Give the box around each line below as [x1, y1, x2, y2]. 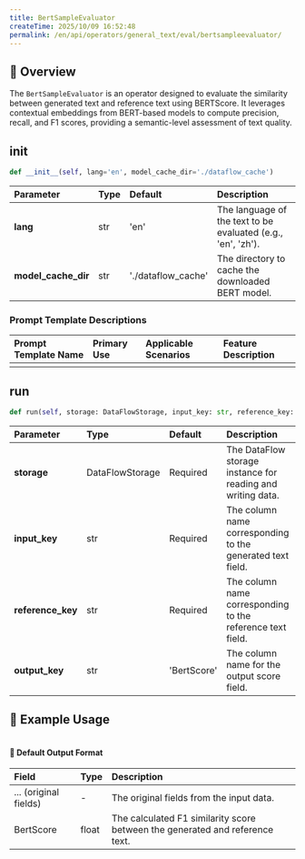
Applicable [144, 338, 193, 350]
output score [226, 670, 281, 682]
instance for [226, 466, 278, 479]
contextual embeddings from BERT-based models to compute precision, [9, 107, 280, 118]
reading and [226, 477, 278, 490]
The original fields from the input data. [111, 791, 275, 803]
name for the [226, 658, 281, 671]
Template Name [14, 349, 84, 361]
